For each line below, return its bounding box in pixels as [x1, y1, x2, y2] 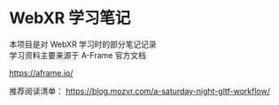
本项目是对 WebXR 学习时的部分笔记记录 [9, 39, 157, 49]
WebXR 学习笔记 [9, 8, 131, 28]
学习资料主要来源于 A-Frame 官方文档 [9, 49, 146, 60]
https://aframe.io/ [9, 67, 74, 78]
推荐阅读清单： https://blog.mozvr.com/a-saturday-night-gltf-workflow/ [9, 86, 270, 96]
